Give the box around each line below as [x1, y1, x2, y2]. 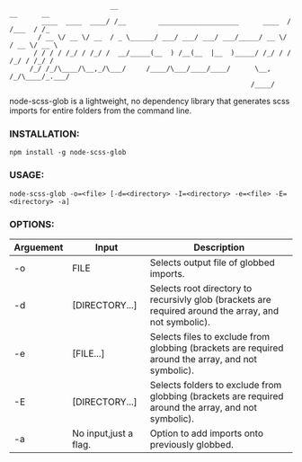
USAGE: [9, 169, 45, 182]
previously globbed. [149, 438, 234, 450]
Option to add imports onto [149, 427, 263, 440]
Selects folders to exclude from [149, 378, 282, 391]
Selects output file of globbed [149, 256, 276, 269]
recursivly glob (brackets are [149, 293, 271, 306]
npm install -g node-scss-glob [9, 148, 127, 157]
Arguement [13, 241, 64, 253]
